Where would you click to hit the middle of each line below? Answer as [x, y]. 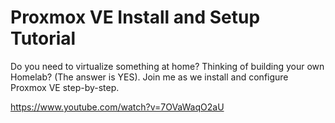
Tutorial [43, 38]
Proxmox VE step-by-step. [65, 87]
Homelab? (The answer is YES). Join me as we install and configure [149, 77]
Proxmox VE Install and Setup [135, 17]
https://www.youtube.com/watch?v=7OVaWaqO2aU [117, 107]
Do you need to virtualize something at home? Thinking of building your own [167, 66]
